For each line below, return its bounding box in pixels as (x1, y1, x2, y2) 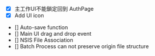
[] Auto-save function (14, 24, 68, 31)
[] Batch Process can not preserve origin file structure (14, 43, 149, 50)
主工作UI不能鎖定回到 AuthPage (14, 5, 94, 12)
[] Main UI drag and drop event (14, 30, 92, 38)
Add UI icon (14, 12, 44, 19)
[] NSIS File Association (14, 36, 74, 43)
